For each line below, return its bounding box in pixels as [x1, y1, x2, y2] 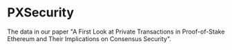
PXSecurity [7, 5, 75, 21]
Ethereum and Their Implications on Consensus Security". [7, 34, 171, 42]
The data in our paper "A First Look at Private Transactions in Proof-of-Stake [7, 27, 225, 36]
